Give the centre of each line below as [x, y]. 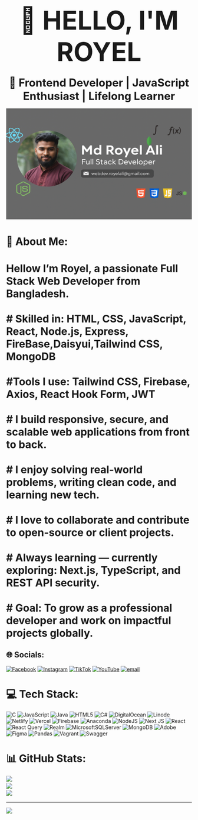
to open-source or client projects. [90, 532]
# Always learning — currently [82, 558]
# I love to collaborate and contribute [98, 520]
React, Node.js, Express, [67, 331]
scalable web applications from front [98, 432]
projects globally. [49, 633]
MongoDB [31, 356]
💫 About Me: [37, 241]
